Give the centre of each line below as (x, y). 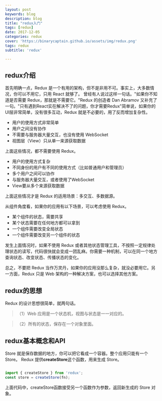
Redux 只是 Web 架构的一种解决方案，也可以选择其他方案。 (81, 274)
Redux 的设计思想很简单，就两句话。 (42, 303)
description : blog (23, 18)
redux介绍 (21, 75)
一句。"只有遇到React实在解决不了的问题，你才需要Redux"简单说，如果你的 (81, 106)
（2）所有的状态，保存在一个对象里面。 (56, 324)
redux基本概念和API (35, 341)
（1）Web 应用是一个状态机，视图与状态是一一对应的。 (72, 314)
